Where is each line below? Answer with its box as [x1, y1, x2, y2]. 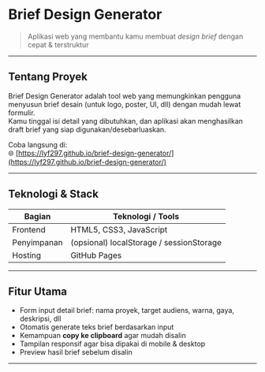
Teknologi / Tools [113, 210, 180, 221]
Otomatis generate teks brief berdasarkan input [19, 322, 174, 332]
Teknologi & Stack [8, 188, 99, 201]
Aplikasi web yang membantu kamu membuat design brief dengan [27, 32, 244, 41]
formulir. [8, 108, 35, 117]
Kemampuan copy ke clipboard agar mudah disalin [19, 331, 187, 340]
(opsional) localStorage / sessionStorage [70, 236, 222, 247]
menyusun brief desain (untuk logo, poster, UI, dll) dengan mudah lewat [8, 99, 241, 109]
